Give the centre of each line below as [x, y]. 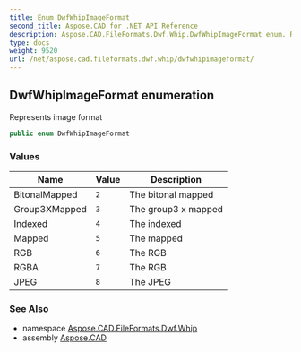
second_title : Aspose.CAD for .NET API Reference [104, 26]
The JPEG [150, 281]
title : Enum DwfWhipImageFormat [69, 17]
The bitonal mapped [172, 194]
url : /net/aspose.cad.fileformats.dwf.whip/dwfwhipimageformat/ [132, 59]
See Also [29, 308]
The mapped [156, 238]
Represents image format [56, 116]
